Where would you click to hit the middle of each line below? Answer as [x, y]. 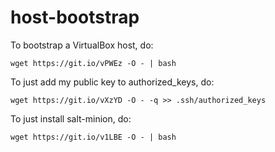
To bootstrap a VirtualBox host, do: [82, 45]
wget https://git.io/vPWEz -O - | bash [93, 63]
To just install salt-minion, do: [71, 118]
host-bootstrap [75, 17]
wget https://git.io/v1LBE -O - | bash [93, 137]
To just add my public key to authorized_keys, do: [112, 82]
